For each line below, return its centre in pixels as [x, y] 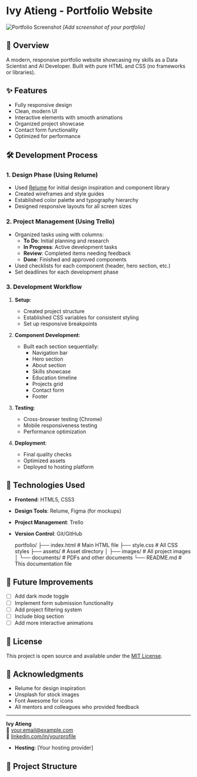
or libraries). [21, 72]
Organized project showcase [49, 123]
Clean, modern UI [36, 111]
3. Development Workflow [44, 287]
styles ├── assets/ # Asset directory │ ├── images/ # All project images [103, 551]
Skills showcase [52, 371]
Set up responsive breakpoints [60, 324]
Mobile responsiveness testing [60, 425]
